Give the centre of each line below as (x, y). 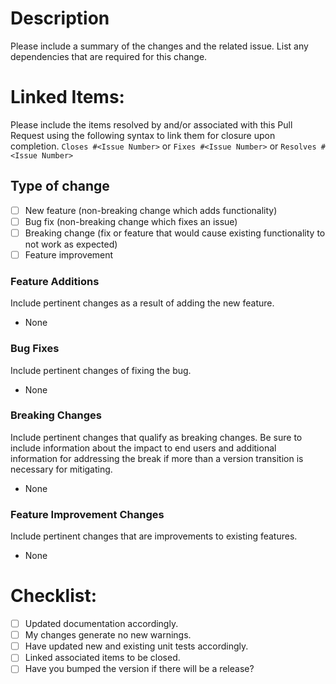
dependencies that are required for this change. (109, 56)
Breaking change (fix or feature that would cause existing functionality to (175, 233)
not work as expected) (71, 244)
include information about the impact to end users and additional (143, 448)
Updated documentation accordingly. (101, 624)
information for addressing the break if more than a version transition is (157, 458)
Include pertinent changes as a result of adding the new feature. (142, 303)
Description (60, 18)
